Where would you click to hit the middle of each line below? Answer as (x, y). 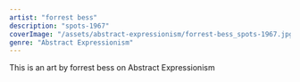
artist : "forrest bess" (54, 17)
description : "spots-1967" (59, 26)
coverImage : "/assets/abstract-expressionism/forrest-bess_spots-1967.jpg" (153, 34)
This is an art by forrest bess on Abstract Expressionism (112, 68)
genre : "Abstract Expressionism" (71, 42)
